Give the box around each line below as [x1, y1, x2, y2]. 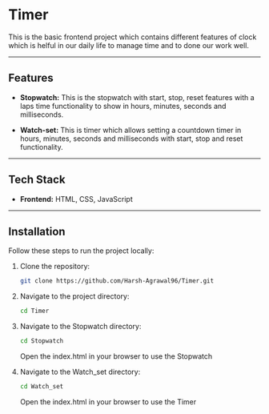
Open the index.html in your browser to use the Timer [19, 396, 197, 406]
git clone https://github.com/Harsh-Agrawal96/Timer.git [19, 277, 215, 285]
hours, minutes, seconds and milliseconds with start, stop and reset [19, 134, 243, 143]
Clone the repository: [19, 262, 90, 271]
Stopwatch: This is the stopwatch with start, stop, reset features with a [19, 92, 255, 102]
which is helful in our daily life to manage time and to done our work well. [8, 40, 250, 50]
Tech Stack [8, 173, 66, 187]
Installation [8, 224, 66, 238]
